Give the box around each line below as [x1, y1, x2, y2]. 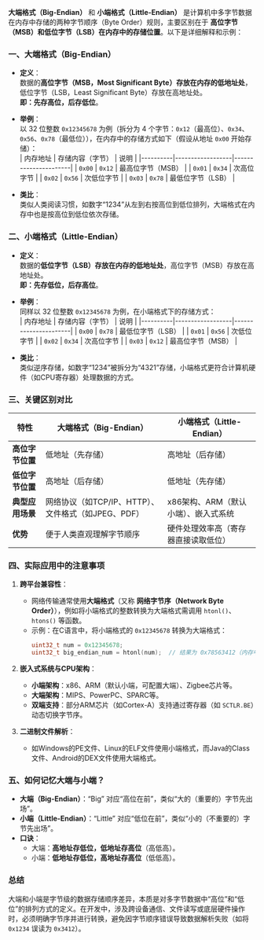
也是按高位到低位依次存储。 [33, 210, 123, 219]
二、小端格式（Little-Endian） [8, 231, 123, 242]
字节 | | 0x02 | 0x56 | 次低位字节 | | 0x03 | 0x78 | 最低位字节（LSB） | [19, 173, 236, 183]
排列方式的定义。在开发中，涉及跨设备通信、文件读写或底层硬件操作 [24, 904, 246, 913]
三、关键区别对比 [8, 394, 73, 405]
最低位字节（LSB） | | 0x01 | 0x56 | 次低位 [119, 326, 252, 336]
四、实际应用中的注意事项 [8, 560, 105, 571]
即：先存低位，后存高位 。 [19, 280, 103, 289]
